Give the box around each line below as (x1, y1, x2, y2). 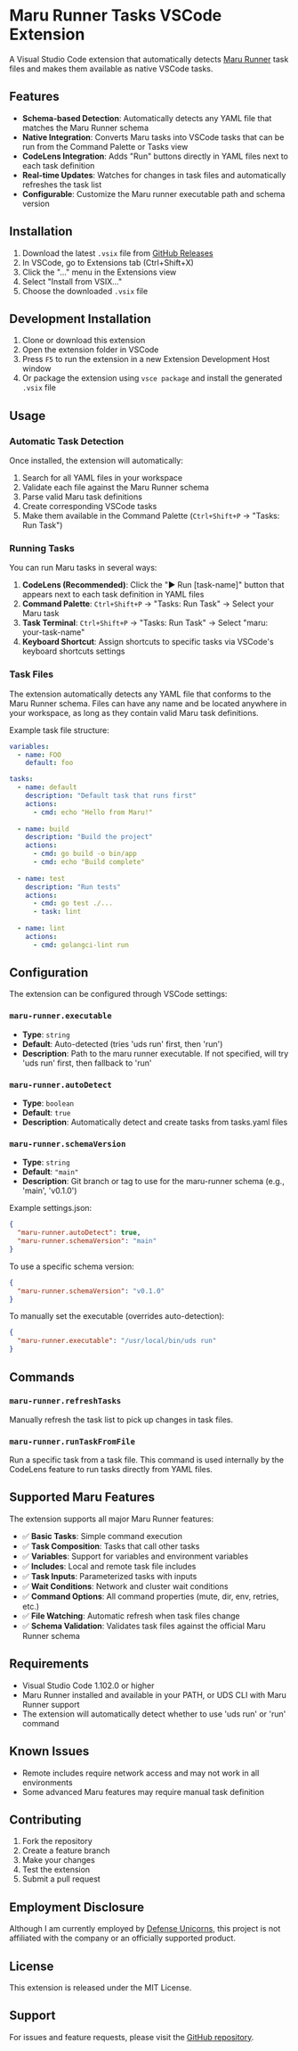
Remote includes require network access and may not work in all (21, 1767, 260, 1778)
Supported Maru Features (9, 1490, 156, 1505)
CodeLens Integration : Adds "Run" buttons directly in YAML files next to (21, 151, 289, 161)
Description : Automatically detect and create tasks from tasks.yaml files (21, 1116, 288, 1128)
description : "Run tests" (25, 882, 122, 892)
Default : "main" (21, 1166, 79, 1177)
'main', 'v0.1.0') (21, 1185, 77, 1196)
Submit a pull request (21, 1874, 101, 1884)
